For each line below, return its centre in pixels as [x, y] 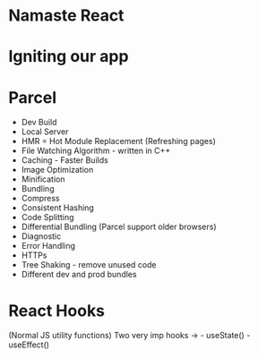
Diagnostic [41, 236]
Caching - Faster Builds [64, 160]
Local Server [45, 132]
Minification [43, 179]
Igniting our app [69, 57]
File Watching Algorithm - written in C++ [96, 151]
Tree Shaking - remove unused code [89, 265]
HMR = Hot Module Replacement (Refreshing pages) [118, 141]
